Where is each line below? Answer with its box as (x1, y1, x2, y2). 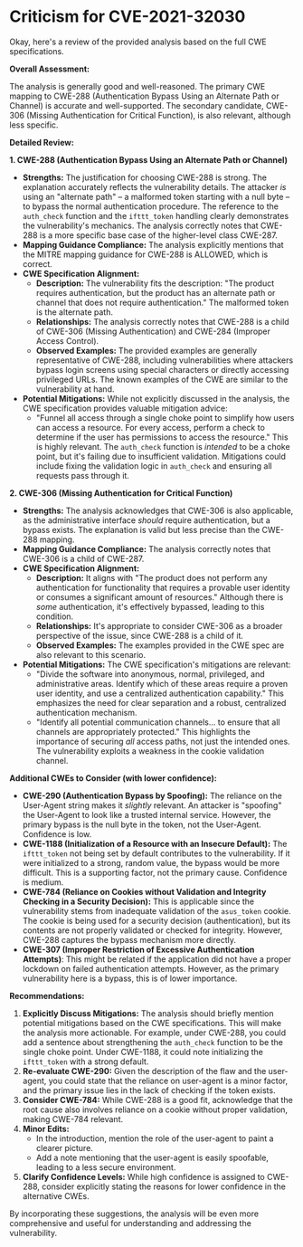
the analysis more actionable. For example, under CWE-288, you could (22, 1027, 287, 1038)
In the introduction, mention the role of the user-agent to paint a (35, 1133, 274, 1144)
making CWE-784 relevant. (22, 1113, 124, 1124)
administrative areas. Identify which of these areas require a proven (35, 678, 289, 689)
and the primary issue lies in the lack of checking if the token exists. (22, 1084, 276, 1096)
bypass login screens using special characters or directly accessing (35, 364, 289, 375)
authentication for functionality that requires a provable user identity (35, 582, 291, 593)
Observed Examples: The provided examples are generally (35, 345, 258, 356)
